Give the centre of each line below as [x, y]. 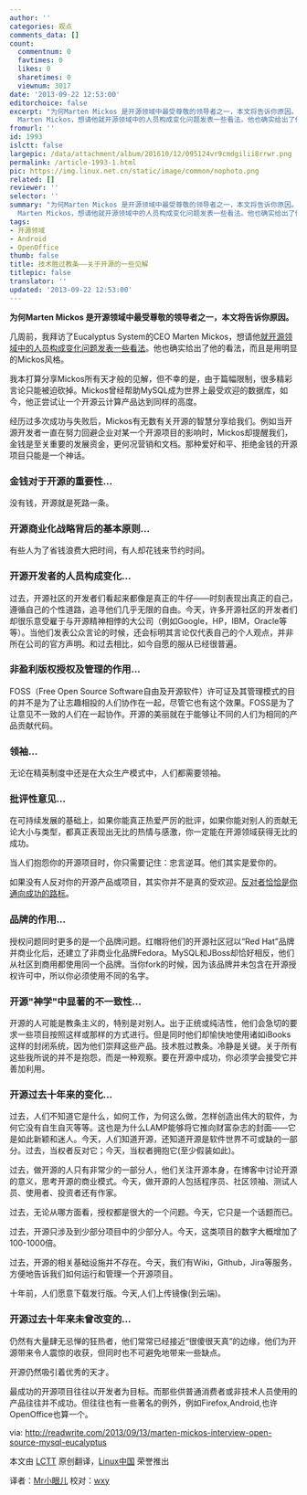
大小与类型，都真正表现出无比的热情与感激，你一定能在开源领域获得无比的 [157, 832]
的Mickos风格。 [39, 359]
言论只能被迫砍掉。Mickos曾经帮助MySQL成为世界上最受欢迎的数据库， [145, 390]
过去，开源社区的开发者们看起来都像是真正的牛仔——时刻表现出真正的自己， [153, 598]
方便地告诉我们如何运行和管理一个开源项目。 [94, 1274]
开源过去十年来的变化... [61, 1095]
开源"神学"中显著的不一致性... [75, 1002]
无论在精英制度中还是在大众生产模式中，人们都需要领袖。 [117, 773]
